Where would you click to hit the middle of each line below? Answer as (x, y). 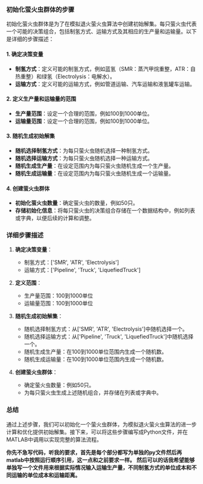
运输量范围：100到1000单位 (59, 303)
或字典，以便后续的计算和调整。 (55, 218)
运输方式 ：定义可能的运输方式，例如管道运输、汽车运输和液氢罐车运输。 (105, 84)
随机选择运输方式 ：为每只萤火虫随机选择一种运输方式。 (84, 158)
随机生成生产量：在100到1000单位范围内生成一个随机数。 (95, 352)
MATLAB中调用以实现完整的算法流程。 (54, 439)
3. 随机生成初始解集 (31, 136)
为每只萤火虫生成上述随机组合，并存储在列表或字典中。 (93, 393)
